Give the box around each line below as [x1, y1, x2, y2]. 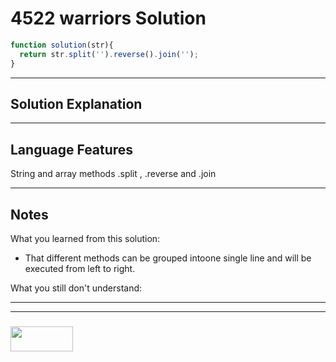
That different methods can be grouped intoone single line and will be [24, 252, 312, 264]
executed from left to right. [24, 263, 136, 274]
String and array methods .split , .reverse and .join [10, 168, 217, 180]
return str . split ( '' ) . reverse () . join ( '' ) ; [19, 49, 199, 59]
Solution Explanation [10, 95, 143, 112]
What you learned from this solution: [10, 233, 161, 244]
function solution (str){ [10, 40, 114, 50]
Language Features [10, 141, 134, 158]
